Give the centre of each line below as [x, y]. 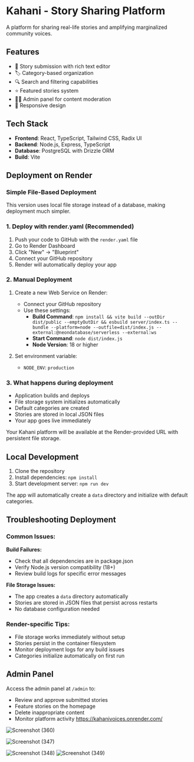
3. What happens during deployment [60, 383]
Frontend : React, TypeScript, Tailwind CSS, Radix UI [78, 138]
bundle [40, 327]
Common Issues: [31, 537]
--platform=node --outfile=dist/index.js [103, 327]
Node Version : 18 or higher [65, 344]
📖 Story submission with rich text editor [63, 66]
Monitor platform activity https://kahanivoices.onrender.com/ [89, 718]
